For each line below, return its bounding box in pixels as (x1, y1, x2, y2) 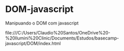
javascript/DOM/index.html (5, 40, 61, 46)
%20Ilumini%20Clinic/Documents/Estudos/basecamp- (5, 35, 119, 41)
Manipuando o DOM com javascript (5, 20, 79, 26)
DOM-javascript (5, 3, 74, 15)
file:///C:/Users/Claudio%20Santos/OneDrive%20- (5, 29, 111, 35)
